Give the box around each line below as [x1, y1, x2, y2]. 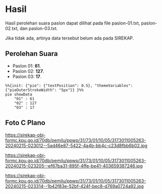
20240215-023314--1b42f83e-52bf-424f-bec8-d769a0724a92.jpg [5, 183, 144, 189]
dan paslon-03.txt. [19, 25, 58, 31]
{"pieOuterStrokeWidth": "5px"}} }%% [5, 87, 84, 92]
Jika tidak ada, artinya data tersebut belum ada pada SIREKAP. [5, 35, 134, 41]
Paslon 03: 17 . [12, 73, 41, 79]
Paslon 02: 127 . [12, 68, 44, 74]
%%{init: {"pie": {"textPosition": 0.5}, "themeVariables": [5, 83, 133, 88]
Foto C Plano [5, 118, 45, 127]
